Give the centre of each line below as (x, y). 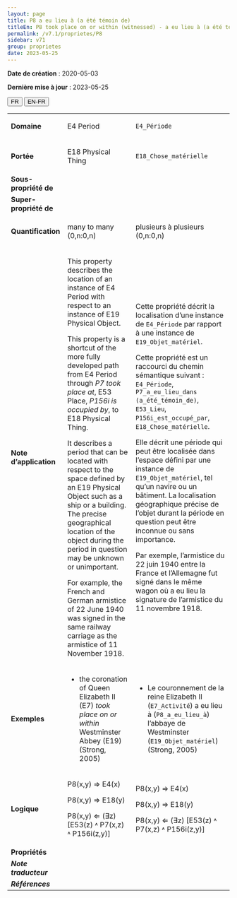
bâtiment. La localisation (176, 495)
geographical (89, 522)
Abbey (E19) (101, 740)
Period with (86, 296)
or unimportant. (92, 567)
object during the (96, 540)
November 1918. (96, 653)
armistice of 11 (92, 644)
